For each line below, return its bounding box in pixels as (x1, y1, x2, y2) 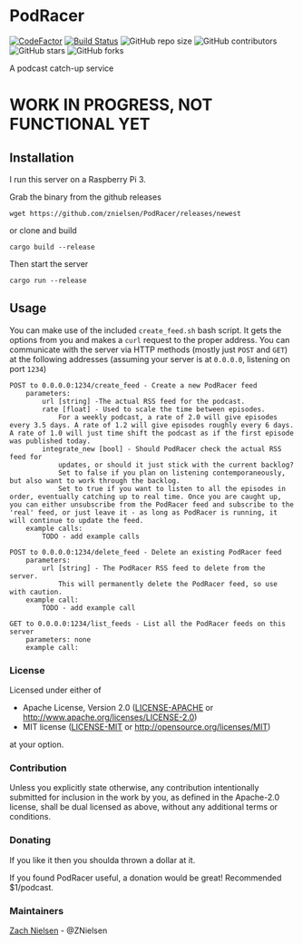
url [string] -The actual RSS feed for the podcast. (42, 397, 246, 406)
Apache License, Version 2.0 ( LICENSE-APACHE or (22, 703, 214, 713)
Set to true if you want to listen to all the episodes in (57, 484, 286, 493)
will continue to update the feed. (9, 516, 144, 525)
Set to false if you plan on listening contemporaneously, (57, 468, 286, 477)
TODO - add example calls (42, 532, 141, 541)
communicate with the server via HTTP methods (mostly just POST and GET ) (9, 344, 288, 355)
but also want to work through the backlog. (9, 476, 181, 486)
